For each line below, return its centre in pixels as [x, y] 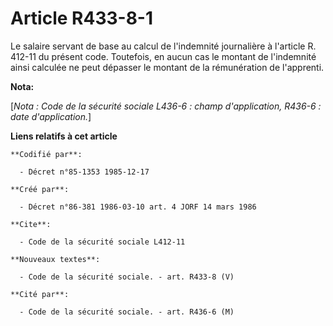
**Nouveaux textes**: [55, 259]
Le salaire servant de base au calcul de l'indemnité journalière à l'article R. [163, 46]
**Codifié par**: [46, 154]
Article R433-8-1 [82, 18]
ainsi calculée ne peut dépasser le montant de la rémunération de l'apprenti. [167, 67]
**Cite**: [31, 224]
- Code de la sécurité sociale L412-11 [102, 242]
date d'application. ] [51, 116]
